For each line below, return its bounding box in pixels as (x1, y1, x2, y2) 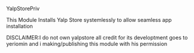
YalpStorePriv (6, 5, 40, 12)
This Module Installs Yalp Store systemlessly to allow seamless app (6, 16, 172, 23)
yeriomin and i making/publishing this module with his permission (6, 41, 168, 47)
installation (6, 23, 33, 29)
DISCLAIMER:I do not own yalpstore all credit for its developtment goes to (6, 34, 188, 41)
